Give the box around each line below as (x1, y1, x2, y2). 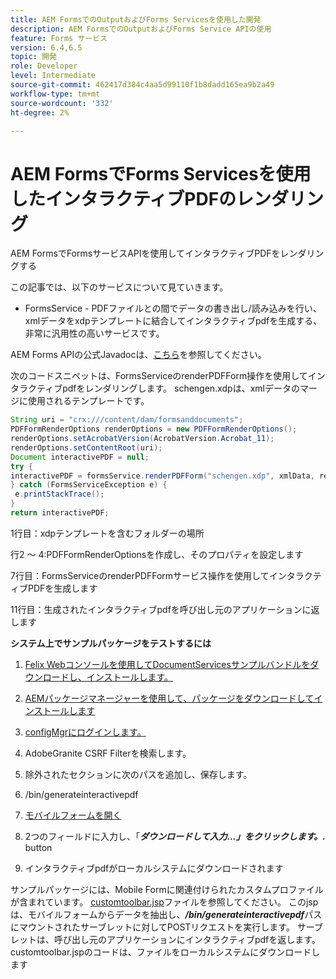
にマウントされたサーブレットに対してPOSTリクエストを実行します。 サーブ (10, 921, 324, 933)
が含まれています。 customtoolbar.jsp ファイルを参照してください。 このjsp (10, 896, 319, 908)
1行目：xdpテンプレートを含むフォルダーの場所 (10, 527, 205, 539)
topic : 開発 (10, 52, 57, 62)
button (24, 841, 53, 853)
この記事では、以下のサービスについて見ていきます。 (10, 281, 229, 293)
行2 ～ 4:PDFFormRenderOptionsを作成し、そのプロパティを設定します (10, 548, 304, 560)
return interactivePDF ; (10, 508, 110, 518)
